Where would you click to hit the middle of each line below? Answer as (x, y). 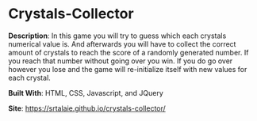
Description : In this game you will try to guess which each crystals (117, 36)
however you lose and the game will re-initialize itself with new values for (128, 69)
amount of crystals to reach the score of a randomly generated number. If (128, 52)
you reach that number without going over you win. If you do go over (121, 61)
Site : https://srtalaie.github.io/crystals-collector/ (87, 108)
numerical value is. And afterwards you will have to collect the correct (122, 43)
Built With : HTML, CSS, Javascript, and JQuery (86, 93)
